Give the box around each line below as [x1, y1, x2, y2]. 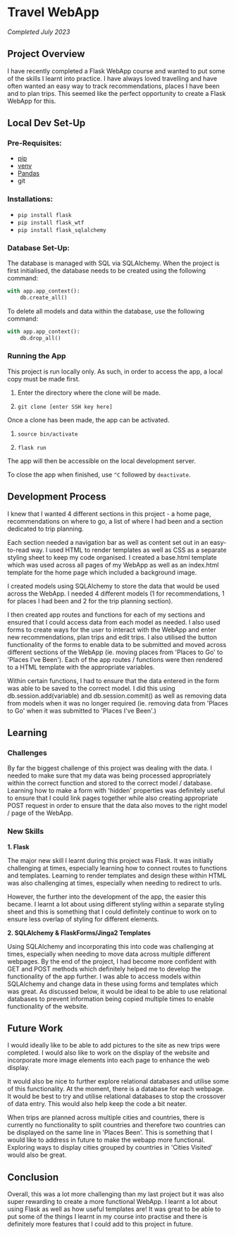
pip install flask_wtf [17, 219, 85, 226]
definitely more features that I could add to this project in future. [7, 1220, 193, 1229]
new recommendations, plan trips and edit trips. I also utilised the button [7, 632, 217, 641]
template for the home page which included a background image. [7, 568, 197, 577]
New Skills [7, 826, 44, 836]
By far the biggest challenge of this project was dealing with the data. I [7, 764, 213, 773]
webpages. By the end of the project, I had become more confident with [7, 957, 217, 966]
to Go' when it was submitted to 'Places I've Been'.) [7, 706, 157, 715]
